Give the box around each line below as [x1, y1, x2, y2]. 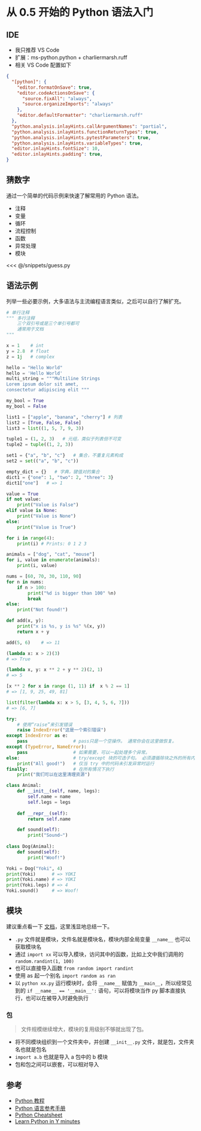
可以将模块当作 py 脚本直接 [113, 987, 181, 994]
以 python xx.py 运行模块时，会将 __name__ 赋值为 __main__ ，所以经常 [14, 979, 187, 987]
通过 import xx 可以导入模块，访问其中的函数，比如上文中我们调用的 [14, 951, 184, 958]
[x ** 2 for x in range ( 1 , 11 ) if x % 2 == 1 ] [6, 683, 130, 689]
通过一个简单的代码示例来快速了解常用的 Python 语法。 [6, 192, 142, 199]
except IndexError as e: [6, 732, 68, 739]
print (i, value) [17, 563, 58, 569]
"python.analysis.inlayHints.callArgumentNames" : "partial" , [11, 123, 167, 129]
